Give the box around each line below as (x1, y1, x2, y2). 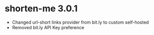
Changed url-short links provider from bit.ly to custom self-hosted (12, 19, 149, 25)
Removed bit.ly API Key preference (12, 24, 85, 30)
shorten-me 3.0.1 (5, 3, 78, 14)
